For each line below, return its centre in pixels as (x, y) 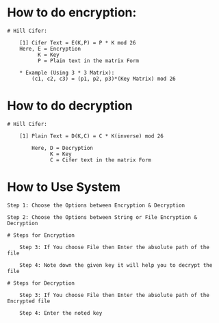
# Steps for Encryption (41, 235)
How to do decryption (70, 106)
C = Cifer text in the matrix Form (101, 160)
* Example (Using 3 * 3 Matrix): (67, 73)
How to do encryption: (72, 13)
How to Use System (64, 187)
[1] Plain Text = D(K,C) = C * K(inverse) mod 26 (92, 136)
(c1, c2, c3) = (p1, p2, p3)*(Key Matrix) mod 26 (104, 79)
